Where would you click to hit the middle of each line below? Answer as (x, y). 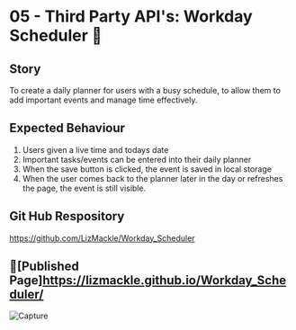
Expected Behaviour (67, 128)
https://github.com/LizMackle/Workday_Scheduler (102, 238)
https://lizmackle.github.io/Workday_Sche (164, 281)
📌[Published (44, 267)
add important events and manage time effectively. (103, 100)
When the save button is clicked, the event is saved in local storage (147, 169)
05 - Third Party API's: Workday (131, 17)
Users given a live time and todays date (95, 149)
